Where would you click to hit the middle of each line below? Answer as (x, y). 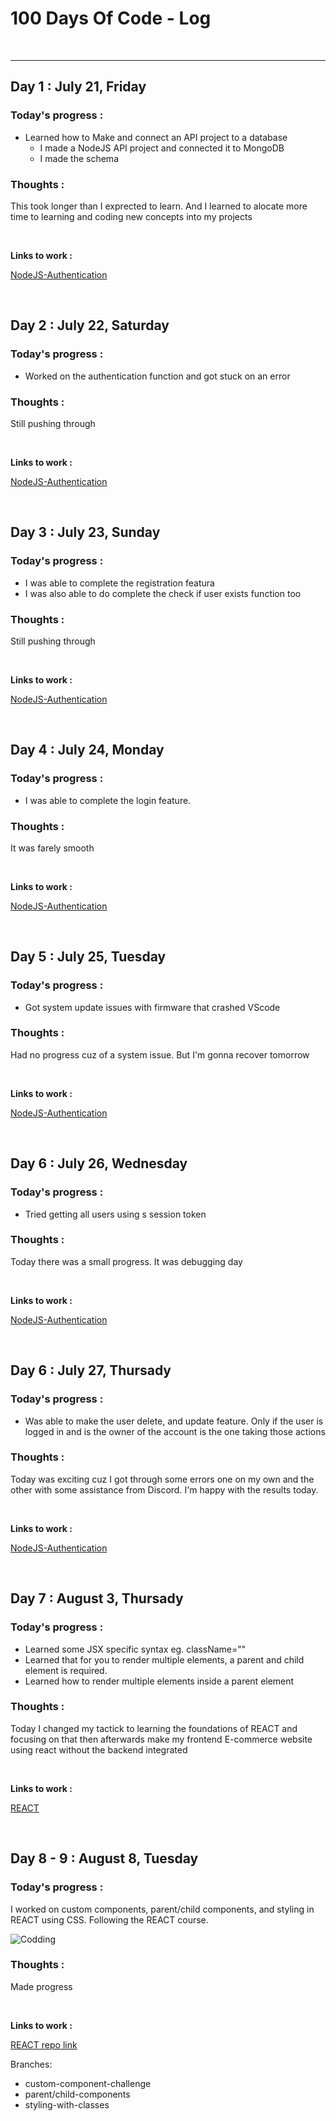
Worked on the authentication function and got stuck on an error (157, 376)
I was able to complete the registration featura (119, 583)
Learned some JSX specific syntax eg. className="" (135, 1649)
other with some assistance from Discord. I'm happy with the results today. (164, 1489)
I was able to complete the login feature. (108, 800)
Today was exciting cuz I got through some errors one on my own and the (162, 1479)
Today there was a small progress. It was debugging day (126, 1261)
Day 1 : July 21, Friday (78, 87)
